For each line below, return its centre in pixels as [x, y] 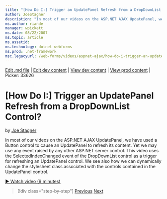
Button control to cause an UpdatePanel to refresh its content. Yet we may [81, 145]
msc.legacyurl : [21, 56]
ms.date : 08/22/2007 [27, 33]
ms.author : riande [24, 24]
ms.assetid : [17, 42]
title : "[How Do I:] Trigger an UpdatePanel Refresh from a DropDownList [83, 10]
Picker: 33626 [20, 76]
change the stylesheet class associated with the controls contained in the [80, 167]
